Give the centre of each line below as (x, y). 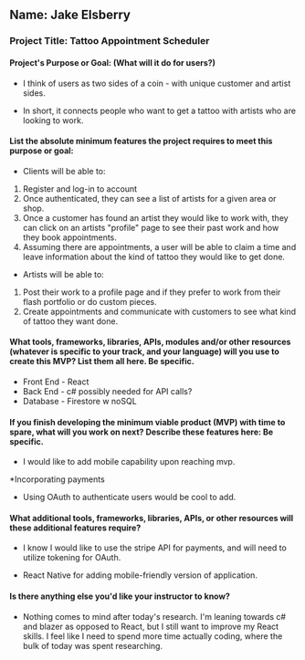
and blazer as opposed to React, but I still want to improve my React (151, 626)
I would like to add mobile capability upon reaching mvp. (129, 462)
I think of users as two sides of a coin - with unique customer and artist (157, 83)
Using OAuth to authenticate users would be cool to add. (129, 498)
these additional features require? (75, 528)
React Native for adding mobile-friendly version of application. (140, 575)
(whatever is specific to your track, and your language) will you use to (145, 351)
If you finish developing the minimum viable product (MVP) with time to (147, 422)
